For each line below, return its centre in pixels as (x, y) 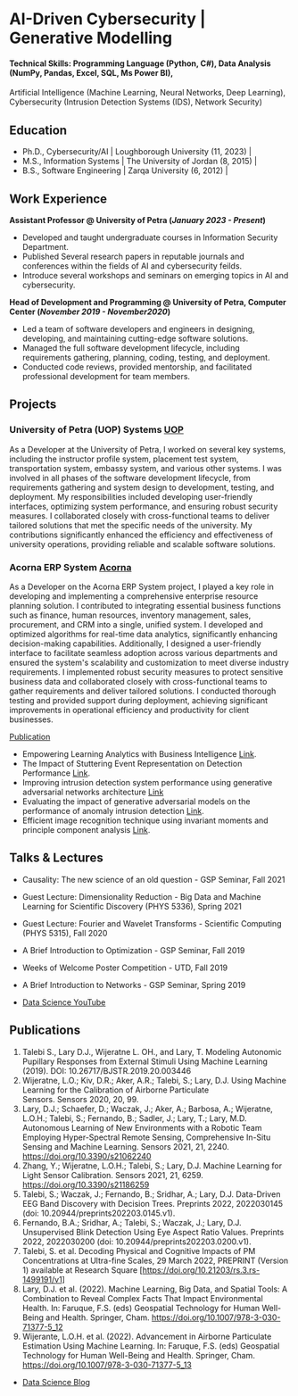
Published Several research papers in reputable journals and (133, 257)
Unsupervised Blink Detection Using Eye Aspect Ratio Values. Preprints (153, 1232)
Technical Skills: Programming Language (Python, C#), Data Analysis (140, 63)
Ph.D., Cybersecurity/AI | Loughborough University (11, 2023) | (137, 152)
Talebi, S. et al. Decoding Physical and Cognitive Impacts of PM (139, 1251)
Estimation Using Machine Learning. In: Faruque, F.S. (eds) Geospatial (151, 1346)
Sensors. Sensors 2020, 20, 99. (80, 1099)
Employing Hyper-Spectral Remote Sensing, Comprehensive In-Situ (146, 1137)
